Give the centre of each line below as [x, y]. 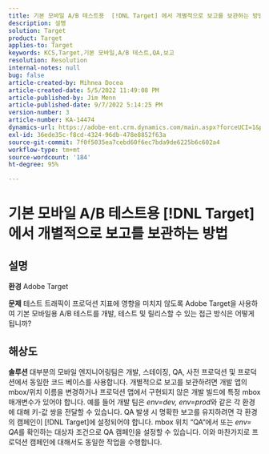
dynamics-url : [32, 127]
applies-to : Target [41, 46]
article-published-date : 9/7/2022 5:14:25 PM [85, 105]
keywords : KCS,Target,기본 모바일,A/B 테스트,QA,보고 [91, 53]
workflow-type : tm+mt [44, 150]
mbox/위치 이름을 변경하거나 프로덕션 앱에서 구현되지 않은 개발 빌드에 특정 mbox [134, 392]
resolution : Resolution [48, 61]
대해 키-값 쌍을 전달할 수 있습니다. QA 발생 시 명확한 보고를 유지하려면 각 [129, 412]
